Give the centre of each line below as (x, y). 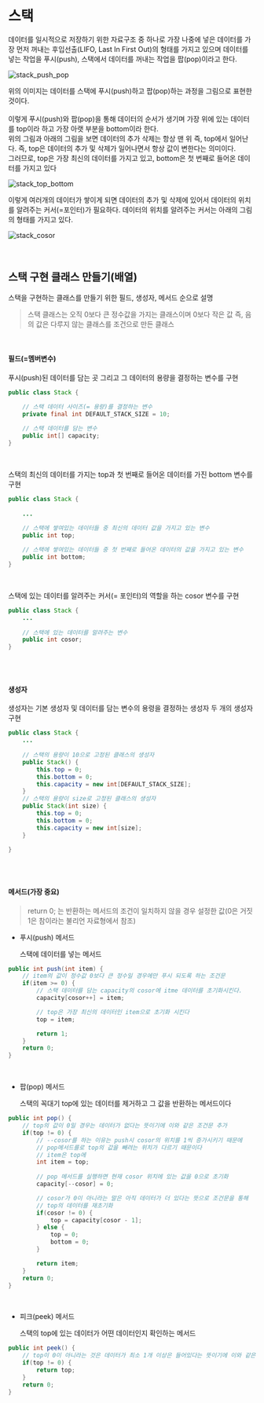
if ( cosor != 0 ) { (64, 1213)
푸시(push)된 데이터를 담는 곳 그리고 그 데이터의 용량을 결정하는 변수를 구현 (123, 377)
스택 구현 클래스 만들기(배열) (73, 277)
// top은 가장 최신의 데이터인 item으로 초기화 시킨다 (113, 1012)
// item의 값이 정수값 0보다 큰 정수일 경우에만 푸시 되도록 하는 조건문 (124, 976)
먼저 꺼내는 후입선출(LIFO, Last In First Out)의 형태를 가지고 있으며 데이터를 (132, 49)
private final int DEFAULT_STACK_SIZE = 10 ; (96, 414)
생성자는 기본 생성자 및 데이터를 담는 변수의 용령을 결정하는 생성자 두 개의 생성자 (131, 709)
